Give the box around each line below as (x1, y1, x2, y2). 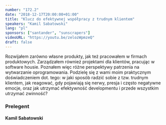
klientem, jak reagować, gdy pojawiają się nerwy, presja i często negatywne (5, 80, 161, 86)
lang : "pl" (5, 26, 28, 31)
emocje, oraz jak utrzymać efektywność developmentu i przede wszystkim (5, 85, 159, 91)
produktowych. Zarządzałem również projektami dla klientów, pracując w (5, 58, 155, 65)
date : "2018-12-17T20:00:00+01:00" (5, 12, 79, 17)
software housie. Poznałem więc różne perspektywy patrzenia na (5, 64, 140, 70)
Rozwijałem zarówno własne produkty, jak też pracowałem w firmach (5, 53, 147, 59)
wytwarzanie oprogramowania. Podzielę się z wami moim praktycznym (5, 69, 151, 75)
